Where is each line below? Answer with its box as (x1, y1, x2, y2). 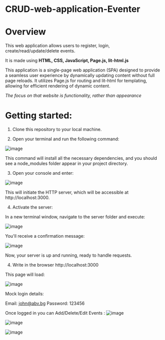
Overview (5, 26, 46, 38)
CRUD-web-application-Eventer (5, 3, 141, 15)
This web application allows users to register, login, (5, 43, 110, 49)
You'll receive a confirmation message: (5, 233, 85, 239)
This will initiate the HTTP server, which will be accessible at (5, 190, 129, 196)
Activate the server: (12, 204, 53, 210)
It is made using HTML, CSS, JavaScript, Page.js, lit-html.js (5, 58, 129, 64)
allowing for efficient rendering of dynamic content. (5, 83, 111, 89)
